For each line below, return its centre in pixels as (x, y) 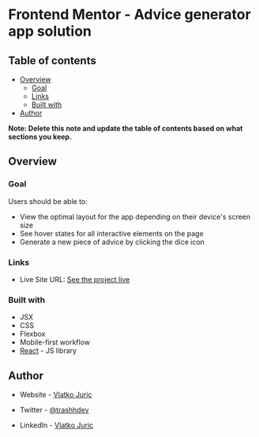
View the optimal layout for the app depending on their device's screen (135, 217)
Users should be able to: (48, 201)
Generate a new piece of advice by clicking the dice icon (112, 242)
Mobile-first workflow (55, 342)
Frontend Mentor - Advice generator (129, 15)
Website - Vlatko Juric (56, 395)
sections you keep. (40, 137)
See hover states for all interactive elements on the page (111, 233)
